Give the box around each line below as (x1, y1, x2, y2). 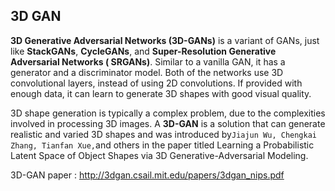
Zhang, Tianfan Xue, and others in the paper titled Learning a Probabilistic (10, 139, 315, 151)
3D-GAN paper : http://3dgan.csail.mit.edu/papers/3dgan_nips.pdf (10, 169, 285, 181)
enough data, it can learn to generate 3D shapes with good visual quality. (10, 87, 312, 99)
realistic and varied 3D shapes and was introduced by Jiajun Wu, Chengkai (10, 128, 318, 140)
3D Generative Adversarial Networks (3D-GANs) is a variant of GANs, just (10, 34, 320, 46)
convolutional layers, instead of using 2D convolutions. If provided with (10, 77, 303, 89)
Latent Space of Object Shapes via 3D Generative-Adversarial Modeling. (10, 149, 309, 161)
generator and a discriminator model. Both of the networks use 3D (10, 66, 284, 78)
